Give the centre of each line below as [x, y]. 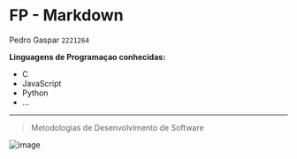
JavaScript [42, 83]
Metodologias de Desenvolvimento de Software [118, 127]
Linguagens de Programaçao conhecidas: [88, 57]
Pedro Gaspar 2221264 [49, 40]
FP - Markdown [66, 15]
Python [35, 93]
